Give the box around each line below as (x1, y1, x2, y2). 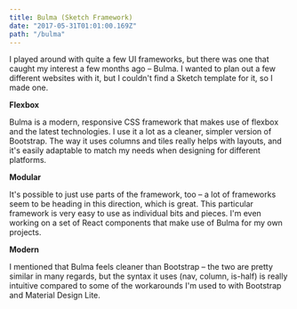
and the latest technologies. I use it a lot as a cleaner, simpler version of (9, 126, 272, 137)
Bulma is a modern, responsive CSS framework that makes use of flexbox (9, 117, 279, 127)
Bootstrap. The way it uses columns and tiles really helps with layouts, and (9, 135, 282, 147)
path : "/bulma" (9, 29, 66, 38)
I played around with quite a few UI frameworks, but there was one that (9, 54, 269, 65)
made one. (9, 82, 49, 94)
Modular (9, 172, 42, 183)
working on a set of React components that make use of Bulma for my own (9, 217, 283, 228)
